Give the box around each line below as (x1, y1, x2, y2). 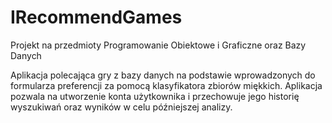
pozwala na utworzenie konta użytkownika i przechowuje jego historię (10, 90, 300, 102)
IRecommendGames (10, 6, 183, 29)
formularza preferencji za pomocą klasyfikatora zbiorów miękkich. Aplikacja (10, 79, 323, 91)
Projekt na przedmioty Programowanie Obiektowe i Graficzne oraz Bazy (10, 39, 307, 51)
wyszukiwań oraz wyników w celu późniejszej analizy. (10, 101, 233, 113)
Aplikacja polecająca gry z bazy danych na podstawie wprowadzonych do (10, 69, 316, 81)
